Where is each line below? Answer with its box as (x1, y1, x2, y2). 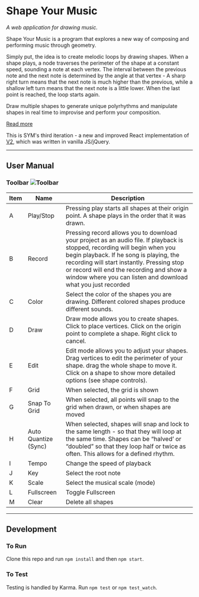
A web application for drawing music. (6, 24, 98, 31)
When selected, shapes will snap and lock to (66, 420, 190, 428)
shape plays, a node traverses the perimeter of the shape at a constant (6, 59, 179, 66)
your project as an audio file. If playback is (66, 236, 184, 244)
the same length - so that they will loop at (66, 427, 182, 436)
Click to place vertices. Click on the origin (66, 322, 182, 330)
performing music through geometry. (6, 42, 97, 49)
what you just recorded (66, 280, 130, 288)
